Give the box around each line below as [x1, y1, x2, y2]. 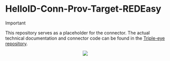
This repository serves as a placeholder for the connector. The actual [5, 29, 150, 36]
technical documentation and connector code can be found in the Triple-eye [5, 35, 165, 41]
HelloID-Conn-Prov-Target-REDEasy [5, 3, 161, 15]
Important [5, 20, 26, 26]
